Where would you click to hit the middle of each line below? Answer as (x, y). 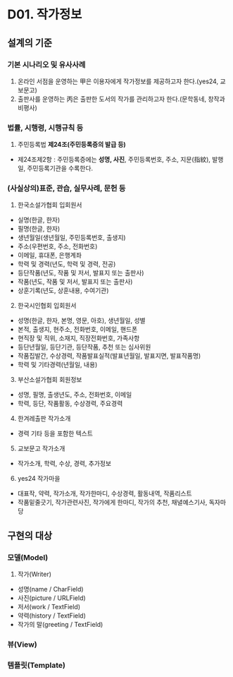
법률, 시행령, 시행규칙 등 (45, 128)
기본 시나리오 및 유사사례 (46, 64)
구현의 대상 (30, 535)
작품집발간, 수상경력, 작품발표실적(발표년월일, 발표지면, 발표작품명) (109, 356)
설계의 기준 (30, 43)
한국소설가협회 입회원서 (50, 205)
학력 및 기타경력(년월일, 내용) (57, 365)
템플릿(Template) (36, 665)
